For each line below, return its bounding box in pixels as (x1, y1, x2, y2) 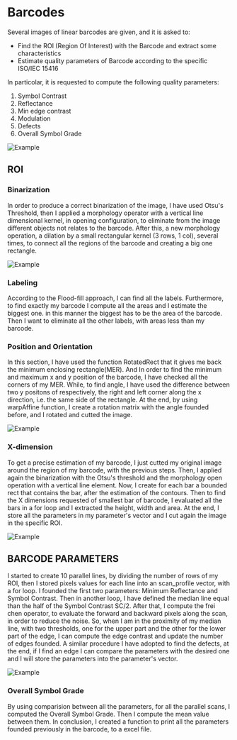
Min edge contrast (17, 106, 71, 115)
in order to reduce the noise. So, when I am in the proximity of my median (7, 617, 221, 625)
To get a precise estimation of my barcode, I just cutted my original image (7, 458, 222, 467)
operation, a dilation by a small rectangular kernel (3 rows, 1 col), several (7, 231, 219, 240)
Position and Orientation (7, 341, 93, 351)
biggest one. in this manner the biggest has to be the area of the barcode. (7, 309, 223, 317)
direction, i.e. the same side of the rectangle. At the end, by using (7, 395, 198, 404)
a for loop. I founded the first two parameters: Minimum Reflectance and (7, 587, 218, 595)
